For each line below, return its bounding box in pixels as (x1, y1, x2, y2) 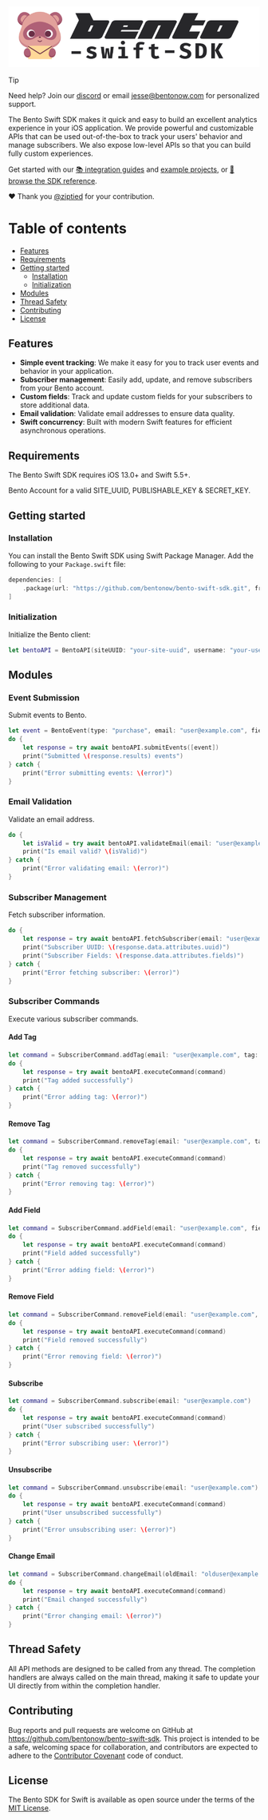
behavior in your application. (19, 367, 114, 376)
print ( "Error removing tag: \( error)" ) (22, 1180, 156, 1188)
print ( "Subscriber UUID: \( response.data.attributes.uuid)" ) (22, 943, 230, 952)
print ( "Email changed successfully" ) (22, 1596, 148, 1604)
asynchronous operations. (19, 426, 106, 435)
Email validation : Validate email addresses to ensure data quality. (19, 409, 235, 418)
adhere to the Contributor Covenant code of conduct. (8, 1751, 183, 1760)
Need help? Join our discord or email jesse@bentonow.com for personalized (8, 90, 260, 100)
